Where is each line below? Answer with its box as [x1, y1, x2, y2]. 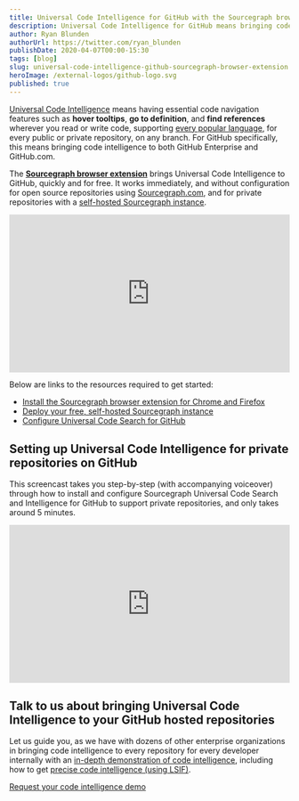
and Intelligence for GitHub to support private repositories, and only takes [9, 498, 279, 508]
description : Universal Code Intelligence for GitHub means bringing [9, 21, 273, 30]
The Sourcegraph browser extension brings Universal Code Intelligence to [9, 168, 286, 179]
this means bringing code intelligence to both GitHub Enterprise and [9, 142, 259, 152]
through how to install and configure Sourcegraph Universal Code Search [9, 488, 279, 498]
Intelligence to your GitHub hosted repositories [9, 712, 275, 727]
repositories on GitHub [9, 455, 138, 470]
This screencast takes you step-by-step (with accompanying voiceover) [9, 478, 273, 489]
